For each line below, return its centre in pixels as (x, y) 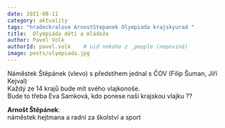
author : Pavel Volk (36, 40)
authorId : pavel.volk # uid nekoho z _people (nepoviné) (98, 47)
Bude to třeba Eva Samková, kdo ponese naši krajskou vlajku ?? (100, 95)
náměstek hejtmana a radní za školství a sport (74, 117)
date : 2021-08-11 (33, 14)
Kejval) (17, 81)
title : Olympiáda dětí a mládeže (58, 34)
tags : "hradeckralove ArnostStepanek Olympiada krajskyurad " (101, 27)
